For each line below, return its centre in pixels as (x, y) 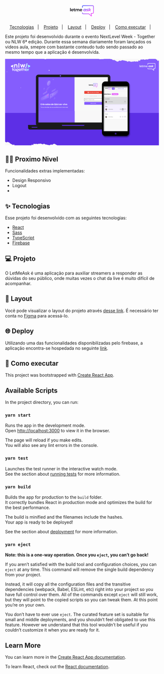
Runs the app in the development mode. (45, 425)
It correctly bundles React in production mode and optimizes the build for (79, 503)
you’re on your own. (25, 605)
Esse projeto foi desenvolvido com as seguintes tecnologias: (66, 218)
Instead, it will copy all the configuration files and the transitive (68, 584)
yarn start (18, 415)
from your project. (23, 575)
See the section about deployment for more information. (61, 532)
